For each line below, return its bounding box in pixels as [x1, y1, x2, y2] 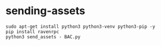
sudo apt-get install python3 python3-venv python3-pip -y [5, 24, 156, 29]
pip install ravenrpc [5, 28, 60, 35]
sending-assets [5, 4, 86, 18]
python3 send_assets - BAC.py [5, 34, 81, 40]
